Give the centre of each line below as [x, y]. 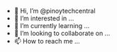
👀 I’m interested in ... [44, 18]
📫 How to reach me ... [47, 41]
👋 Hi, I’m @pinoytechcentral [55, 11]
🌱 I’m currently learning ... [52, 26]
